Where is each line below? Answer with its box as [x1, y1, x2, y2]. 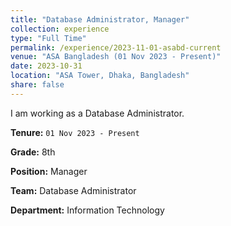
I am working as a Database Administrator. [10, 107, 185, 119]
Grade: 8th [10, 146, 56, 158]
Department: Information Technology [10, 204, 165, 216]
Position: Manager [10, 165, 88, 177]
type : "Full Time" [10, 33, 87, 43]
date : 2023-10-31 [10, 61, 83, 71]
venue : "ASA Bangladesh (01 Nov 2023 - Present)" [10, 52, 222, 62]
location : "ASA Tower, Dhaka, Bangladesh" [10, 71, 190, 81]
